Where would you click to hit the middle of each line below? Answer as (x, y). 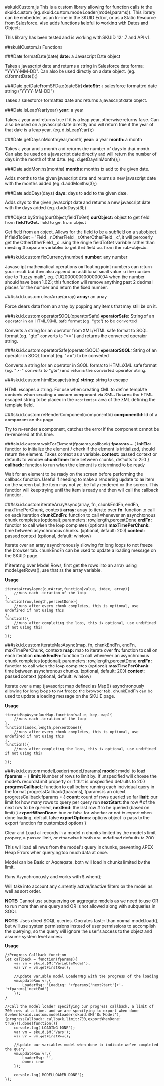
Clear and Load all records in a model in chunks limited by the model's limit (81, 832)
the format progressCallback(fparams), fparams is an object (65, 792)
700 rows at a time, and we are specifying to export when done (72, 1011)
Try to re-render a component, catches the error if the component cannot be (82, 429)
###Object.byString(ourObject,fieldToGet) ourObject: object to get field (77, 217)
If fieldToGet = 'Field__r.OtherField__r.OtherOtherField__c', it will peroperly (79, 237)
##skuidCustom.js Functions (34, 47)
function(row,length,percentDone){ (41, 602)
